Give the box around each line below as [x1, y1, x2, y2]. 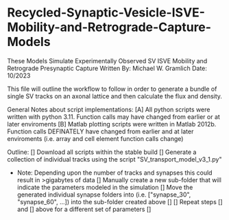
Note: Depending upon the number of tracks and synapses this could [16, 168, 213, 177]
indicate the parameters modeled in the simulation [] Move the [16, 183, 193, 191]
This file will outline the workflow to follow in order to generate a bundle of [7, 85, 217, 93]
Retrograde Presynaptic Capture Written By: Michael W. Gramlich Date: [7, 64, 208, 72]
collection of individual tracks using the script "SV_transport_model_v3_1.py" [7, 155, 222, 163]
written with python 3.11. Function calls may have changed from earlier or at [7, 112, 221, 121]
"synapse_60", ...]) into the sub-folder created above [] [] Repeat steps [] [16, 197, 223, 206]
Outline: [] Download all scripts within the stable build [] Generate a [7, 148, 197, 156]
